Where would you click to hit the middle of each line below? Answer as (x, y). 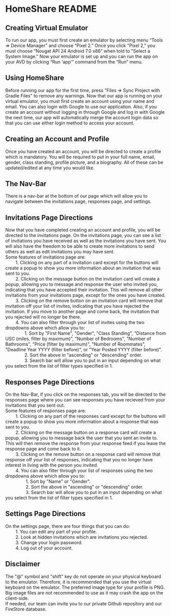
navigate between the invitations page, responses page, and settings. (78, 201)
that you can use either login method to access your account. (70, 123)
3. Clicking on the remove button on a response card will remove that (88, 454)
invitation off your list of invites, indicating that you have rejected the (77, 306)
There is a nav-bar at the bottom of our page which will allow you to (77, 196)
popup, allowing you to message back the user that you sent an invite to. (82, 438)
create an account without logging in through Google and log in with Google (85, 112)
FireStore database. (26, 609)
